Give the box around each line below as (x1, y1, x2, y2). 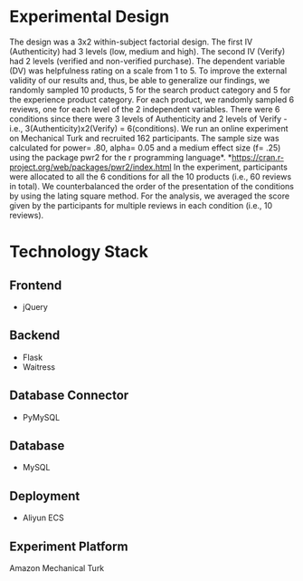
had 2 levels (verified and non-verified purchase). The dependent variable (9, 55, 286, 66)
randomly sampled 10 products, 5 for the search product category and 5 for (9, 84, 291, 95)
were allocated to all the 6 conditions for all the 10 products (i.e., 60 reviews (9, 170, 292, 182)
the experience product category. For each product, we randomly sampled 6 (9, 93, 295, 105)
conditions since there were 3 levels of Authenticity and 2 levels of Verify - (9, 113, 288, 124)
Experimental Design (9, 6, 170, 27)
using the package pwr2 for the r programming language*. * (9, 151, 232, 162)
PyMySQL (22, 412, 61, 422)
